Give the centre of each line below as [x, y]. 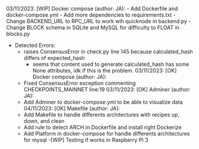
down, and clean [44, 121]
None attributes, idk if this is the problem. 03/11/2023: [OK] [105, 70]
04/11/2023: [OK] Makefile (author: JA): [72, 108]
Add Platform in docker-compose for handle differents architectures [107, 134]
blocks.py [18, 34]
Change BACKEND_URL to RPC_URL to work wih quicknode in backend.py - [99, 21]
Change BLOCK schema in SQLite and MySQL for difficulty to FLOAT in [93, 27]
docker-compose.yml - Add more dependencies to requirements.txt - [91, 15]
